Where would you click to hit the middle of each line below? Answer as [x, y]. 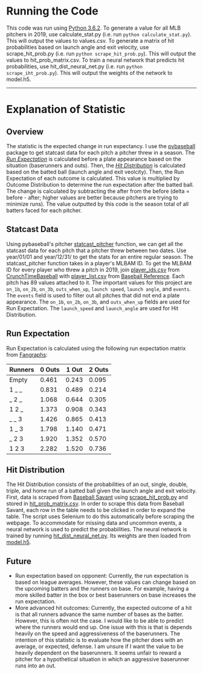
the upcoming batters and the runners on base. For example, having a [102, 589]
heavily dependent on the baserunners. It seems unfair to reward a [98, 653]
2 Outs [98, 369]
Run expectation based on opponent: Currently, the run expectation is [102, 576]
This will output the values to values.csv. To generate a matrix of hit [90, 41]
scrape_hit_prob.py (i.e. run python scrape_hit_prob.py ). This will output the [101, 53]
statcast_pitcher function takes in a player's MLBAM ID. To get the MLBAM [99, 263]
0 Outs [50, 369]
